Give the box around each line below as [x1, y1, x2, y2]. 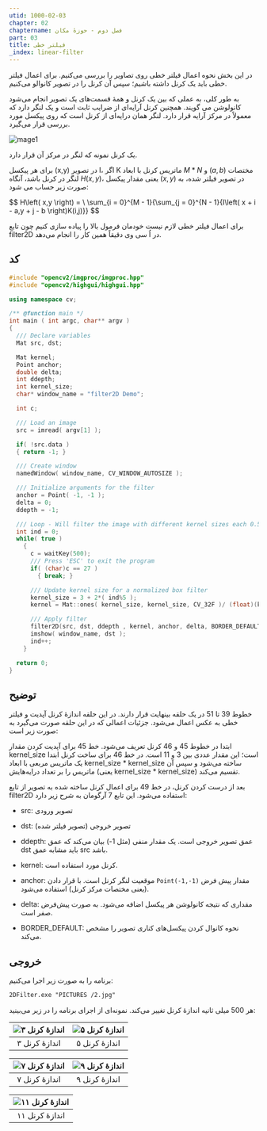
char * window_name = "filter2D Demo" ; [16, 390, 145, 399]
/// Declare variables [16, 332, 91, 340]
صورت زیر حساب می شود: [9, 182, 90, 191]
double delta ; [16, 368, 63, 376]
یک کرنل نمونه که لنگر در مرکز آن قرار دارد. [9, 150, 138, 159]
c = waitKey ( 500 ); [29, 550, 91, 558]
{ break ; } [37, 571, 74, 579]
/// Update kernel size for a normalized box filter [29, 586, 208, 594]
